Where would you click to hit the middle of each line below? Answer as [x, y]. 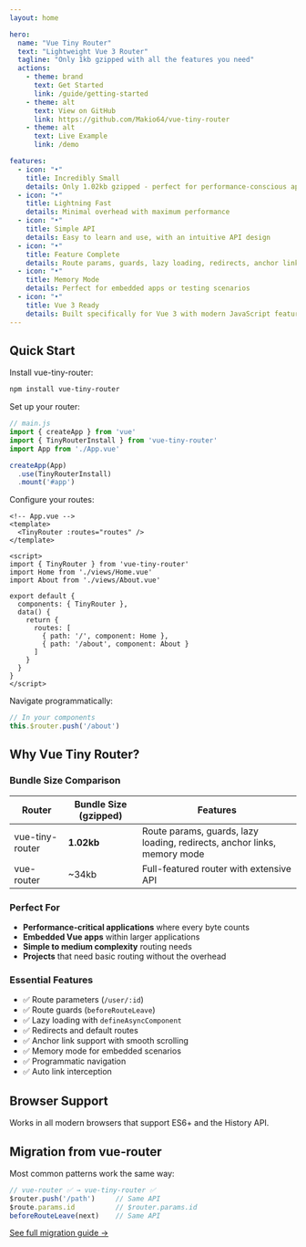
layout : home [34, 18]
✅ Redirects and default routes [80, 1031]
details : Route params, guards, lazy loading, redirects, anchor [153, 263]
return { [42, 620]
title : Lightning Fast [69, 203]
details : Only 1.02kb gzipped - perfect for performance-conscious [156, 187]
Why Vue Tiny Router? [75, 755]
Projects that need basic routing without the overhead [124, 956]
